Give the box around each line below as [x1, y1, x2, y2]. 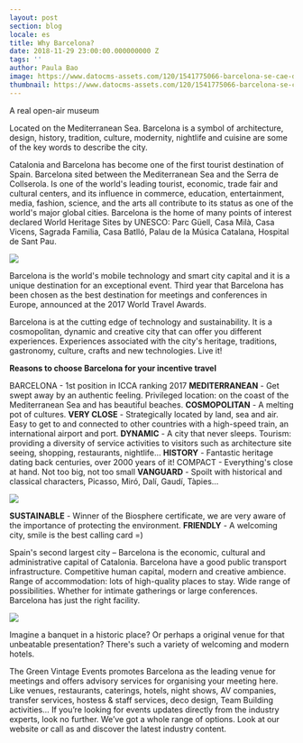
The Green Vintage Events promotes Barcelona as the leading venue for [9, 665, 277, 676]
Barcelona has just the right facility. [9, 594, 141, 605]
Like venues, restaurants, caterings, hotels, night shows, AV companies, [9, 684, 277, 695]
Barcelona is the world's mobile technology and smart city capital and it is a [9, 270, 290, 280]
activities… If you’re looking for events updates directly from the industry [9, 704, 280, 715]
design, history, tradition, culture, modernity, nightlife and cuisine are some [9, 132, 289, 142]
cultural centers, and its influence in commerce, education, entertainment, [9, 188, 285, 198]
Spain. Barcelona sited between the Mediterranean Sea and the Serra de [9, 169, 280, 179]
